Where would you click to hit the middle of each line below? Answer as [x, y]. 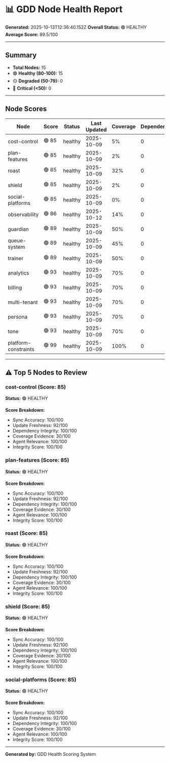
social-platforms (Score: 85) [41, 680]
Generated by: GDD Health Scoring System [51, 754]
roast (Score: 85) [27, 533]
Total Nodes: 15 [29, 67]
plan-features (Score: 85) [37, 460]
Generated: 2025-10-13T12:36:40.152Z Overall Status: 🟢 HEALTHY [76, 27]
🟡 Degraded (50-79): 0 [38, 81]
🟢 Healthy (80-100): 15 [38, 73]
